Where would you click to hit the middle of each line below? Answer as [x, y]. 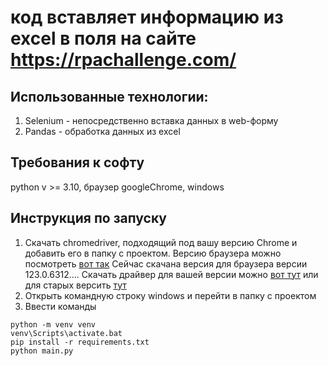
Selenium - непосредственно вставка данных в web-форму [151, 120]
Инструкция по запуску [88, 218]
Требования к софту [77, 162]
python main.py [42, 351]
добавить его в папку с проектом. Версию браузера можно [153, 253]
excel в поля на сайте [103, 38]
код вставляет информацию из [147, 17]
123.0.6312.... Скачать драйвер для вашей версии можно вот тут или [171, 274]
